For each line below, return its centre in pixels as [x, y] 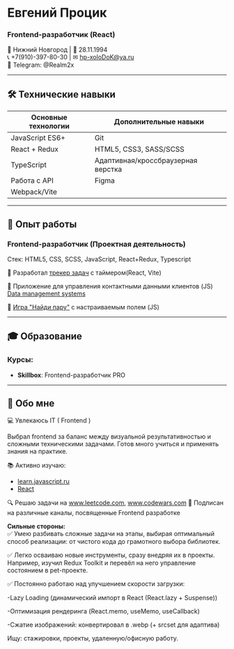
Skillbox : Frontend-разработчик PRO [71, 375]
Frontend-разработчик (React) [61, 35]
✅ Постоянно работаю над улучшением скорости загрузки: [96, 584]
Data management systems [46, 293]
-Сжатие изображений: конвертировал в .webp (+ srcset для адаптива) [114, 625]
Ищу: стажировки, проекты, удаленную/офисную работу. [93, 639]
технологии [49, 126]
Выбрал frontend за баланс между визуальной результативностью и [109, 436]
